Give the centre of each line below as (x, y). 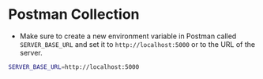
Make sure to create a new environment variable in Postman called (128, 36)
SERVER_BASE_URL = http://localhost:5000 (74, 67)
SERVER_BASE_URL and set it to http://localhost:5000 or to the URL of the (137, 44)
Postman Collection (74, 14)
